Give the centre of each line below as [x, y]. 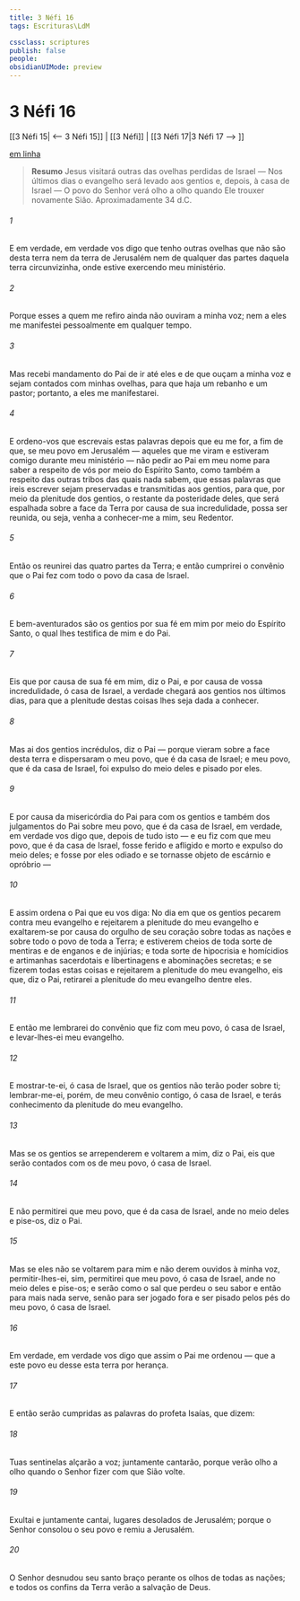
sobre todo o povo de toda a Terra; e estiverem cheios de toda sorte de [141, 941]
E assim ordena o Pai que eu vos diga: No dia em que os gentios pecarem [145, 912]
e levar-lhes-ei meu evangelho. [67, 1037]
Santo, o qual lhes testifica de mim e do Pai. [90, 633]
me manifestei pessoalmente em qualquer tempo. [101, 325]
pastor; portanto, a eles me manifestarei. [84, 392]
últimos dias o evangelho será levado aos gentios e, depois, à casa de [160, 180]
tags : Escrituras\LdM [50, 26]
